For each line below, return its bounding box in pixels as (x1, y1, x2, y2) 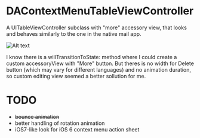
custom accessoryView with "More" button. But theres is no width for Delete (6, 60, 194, 67)
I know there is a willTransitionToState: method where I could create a (6, 53, 177, 60)
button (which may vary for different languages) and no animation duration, (6, 66, 192, 73)
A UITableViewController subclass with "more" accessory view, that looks (6, 24, 187, 31)
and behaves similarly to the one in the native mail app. (6, 30, 141, 37)
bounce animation (14, 113, 60, 120)
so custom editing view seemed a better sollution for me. (6, 72, 146, 79)
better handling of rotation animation (14, 119, 105, 127)
